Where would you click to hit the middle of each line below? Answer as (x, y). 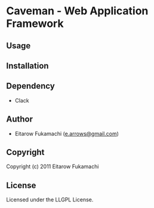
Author (19, 119)
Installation (27, 66)
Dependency (30, 86)
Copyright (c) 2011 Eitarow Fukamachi (53, 167)
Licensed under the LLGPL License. (50, 200)
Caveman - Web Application (77, 11)
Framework (35, 24)
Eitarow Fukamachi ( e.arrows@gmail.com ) (67, 134)
